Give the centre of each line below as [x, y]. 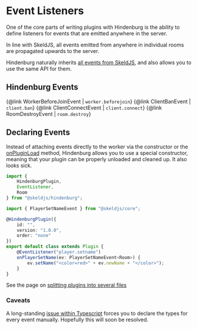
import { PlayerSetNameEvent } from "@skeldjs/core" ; [74, 208]
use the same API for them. [39, 68]
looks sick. [19, 165]
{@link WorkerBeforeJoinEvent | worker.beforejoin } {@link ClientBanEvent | [98, 101]
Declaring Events [38, 133]
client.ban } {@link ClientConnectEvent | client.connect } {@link [84, 108]
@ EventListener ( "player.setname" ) [59, 252]
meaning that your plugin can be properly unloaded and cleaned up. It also [96, 159]
